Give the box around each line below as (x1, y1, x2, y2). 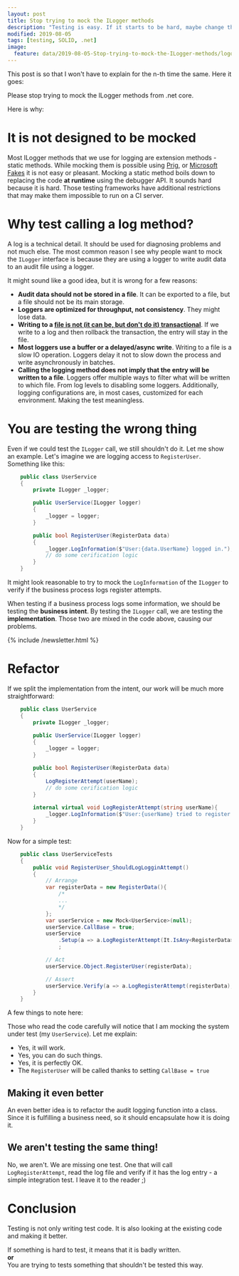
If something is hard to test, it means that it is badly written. (7, 1245, 181, 1254)
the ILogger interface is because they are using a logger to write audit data (7, 254, 226, 263)
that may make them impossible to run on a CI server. (7, 191, 164, 199)
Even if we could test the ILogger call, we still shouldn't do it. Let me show (7, 444, 224, 453)
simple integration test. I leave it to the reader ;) (7, 1176, 147, 1184)
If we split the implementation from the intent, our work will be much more (7, 684, 224, 693)
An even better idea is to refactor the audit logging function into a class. (7, 1106, 218, 1114)
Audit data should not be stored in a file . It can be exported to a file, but (17, 290, 230, 298)
